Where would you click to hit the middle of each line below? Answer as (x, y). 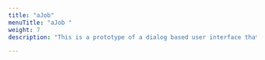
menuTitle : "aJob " (40, 23)
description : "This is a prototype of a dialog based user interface (125, 37)
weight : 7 (24, 30)
